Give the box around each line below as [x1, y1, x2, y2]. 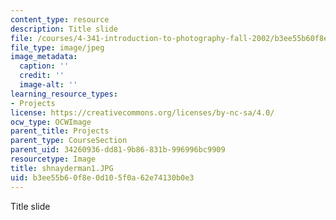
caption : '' [19, 61, 70, 71]
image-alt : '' [19, 80, 78, 90]
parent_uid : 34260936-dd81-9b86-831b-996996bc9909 [10, 145, 226, 155]
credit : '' [19, 71, 65, 81]
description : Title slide [10, 24, 118, 34]
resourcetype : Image [10, 154, 97, 164]
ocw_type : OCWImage [10, 117, 92, 127]
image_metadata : [10, 52, 78, 62]
